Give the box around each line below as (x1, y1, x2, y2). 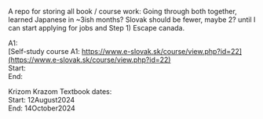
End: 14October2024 (8, 103, 76, 113)
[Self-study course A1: (8, 47, 80, 56)
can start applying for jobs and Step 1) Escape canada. (8, 23, 185, 32)
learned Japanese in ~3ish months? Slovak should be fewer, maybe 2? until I (8, 15, 256, 24)
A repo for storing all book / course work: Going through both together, (8, 7, 237, 16)
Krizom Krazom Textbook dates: (8, 87, 112, 96)
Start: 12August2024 (8, 96, 75, 104)
